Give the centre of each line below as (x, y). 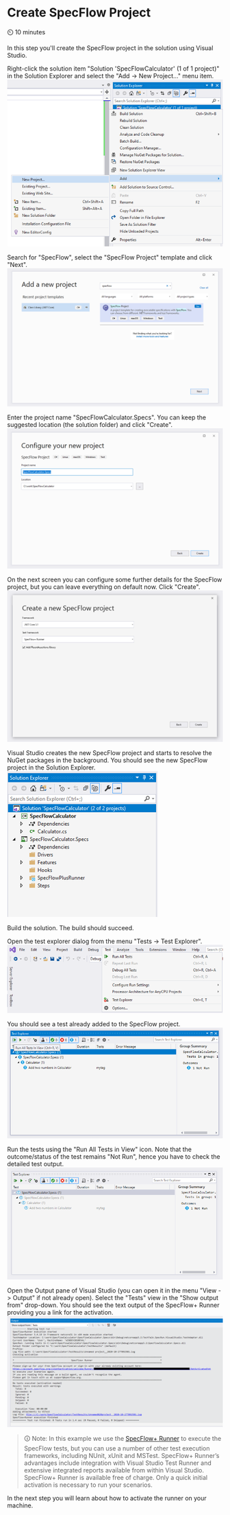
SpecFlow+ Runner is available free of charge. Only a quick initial (115, 1477)
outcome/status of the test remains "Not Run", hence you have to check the (114, 1157)
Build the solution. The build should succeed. (71, 928)
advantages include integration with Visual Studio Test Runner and (117, 1463)
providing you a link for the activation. (60, 1312)
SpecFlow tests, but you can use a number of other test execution (117, 1448)
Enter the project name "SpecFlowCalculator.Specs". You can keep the (107, 417)
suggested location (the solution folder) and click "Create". (90, 425)
